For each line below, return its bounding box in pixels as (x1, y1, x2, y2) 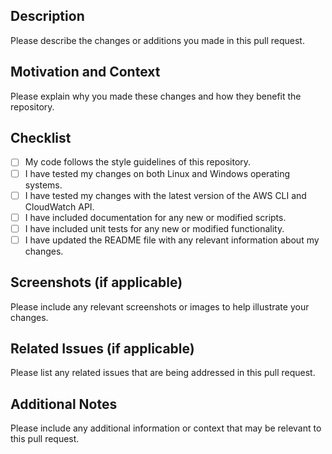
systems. (24, 179, 63, 191)
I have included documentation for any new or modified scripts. (24, 211, 287, 223)
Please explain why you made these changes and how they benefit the (10, 90, 302, 102)
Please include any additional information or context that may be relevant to (10, 422, 322, 434)
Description (10, 8, 85, 25)
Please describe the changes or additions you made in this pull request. (10, 34, 305, 46)
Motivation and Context (10, 64, 161, 81)
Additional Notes (10, 395, 118, 413)
